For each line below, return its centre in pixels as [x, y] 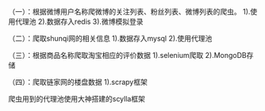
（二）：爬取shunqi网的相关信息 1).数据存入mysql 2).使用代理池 [110, 38]
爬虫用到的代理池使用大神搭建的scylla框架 [77, 99]
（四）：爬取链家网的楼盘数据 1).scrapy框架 [78, 82]
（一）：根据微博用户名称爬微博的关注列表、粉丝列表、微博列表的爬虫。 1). [129, 11]
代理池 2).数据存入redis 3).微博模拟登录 [79, 21]
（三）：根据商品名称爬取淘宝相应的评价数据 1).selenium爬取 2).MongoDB [128, 55]
